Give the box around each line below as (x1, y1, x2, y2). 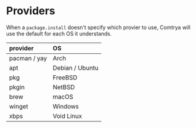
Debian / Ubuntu (52, 63, 99, 72)
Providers (6, 4, 55, 18)
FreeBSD (52, 73, 78, 81)
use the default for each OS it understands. (6, 30, 112, 37)
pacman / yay (9, 54, 48, 62)
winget (9, 102, 29, 110)
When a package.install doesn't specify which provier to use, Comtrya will (6, 24, 191, 31)
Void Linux (52, 111, 82, 120)
